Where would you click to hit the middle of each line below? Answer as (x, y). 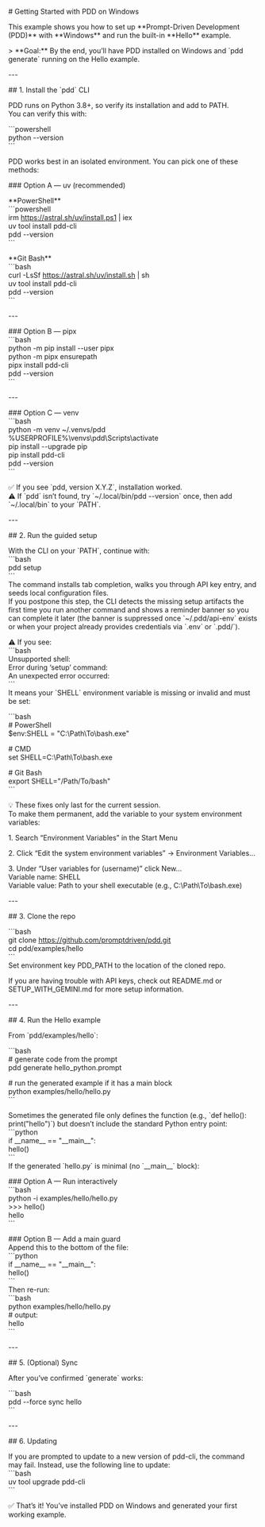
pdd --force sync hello (45, 1402)
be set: (19, 701)
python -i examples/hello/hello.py (63, 1198)
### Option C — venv (44, 413)
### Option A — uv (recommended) (67, 185)
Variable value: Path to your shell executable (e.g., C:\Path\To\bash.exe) (125, 885)
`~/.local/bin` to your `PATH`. (55, 504)
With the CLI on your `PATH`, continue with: (79, 551)
